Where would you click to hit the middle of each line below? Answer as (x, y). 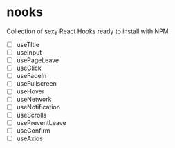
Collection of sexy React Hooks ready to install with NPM (87, 31)
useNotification (38, 107)
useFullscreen (36, 84)
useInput (29, 52)
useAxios (29, 138)
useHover (30, 91)
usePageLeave (38, 60)
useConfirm (33, 130)
